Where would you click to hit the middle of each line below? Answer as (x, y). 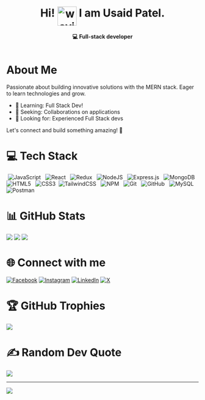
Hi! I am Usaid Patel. (103, 13)
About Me (32, 70)
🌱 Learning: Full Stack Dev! (49, 105)
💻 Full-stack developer (103, 36)
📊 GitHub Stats (46, 216)
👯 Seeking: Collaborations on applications (67, 112)
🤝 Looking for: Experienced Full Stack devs (69, 118)
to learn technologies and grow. (46, 93)
